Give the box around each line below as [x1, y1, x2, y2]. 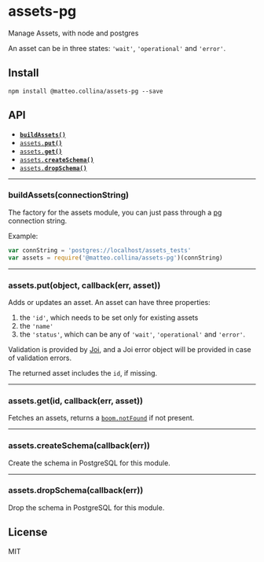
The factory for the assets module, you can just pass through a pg [8, 208, 222, 217]
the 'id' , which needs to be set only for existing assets [19, 313, 199, 322]
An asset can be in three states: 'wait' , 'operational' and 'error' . [8, 43, 226, 53]
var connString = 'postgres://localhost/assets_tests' [8, 246, 192, 254]
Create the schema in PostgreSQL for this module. [8, 458, 170, 468]
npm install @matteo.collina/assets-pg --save [8, 87, 163, 95]
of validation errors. [8, 353, 72, 362]
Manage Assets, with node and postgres [8, 28, 139, 38]
